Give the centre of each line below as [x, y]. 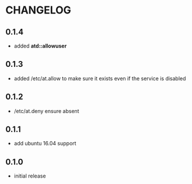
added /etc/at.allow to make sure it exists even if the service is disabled [100, 78]
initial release [30, 176]
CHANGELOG [38, 10]
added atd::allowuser [40, 46]
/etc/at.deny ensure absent [46, 111]
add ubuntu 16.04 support [45, 144]
